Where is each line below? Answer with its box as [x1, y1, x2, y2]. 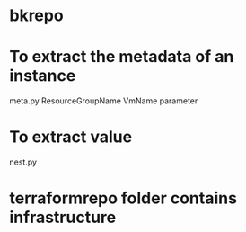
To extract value [9, 127, 133, 147]
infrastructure [9, 208, 117, 228]
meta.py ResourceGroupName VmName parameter [9, 95, 198, 106]
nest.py [9, 156, 38, 167]
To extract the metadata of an [9, 47, 234, 67]
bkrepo [9, 5, 65, 26]
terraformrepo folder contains [9, 188, 238, 209]
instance [9, 66, 76, 86]
